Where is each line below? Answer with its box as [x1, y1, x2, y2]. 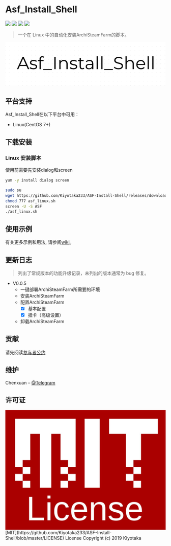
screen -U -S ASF [5, 203, 42, 209]
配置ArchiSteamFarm [20, 299, 65, 305]
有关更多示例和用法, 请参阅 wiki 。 [5, 239, 74, 245]
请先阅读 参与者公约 [5, 349, 46, 355]
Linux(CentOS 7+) [12, 122, 51, 128]
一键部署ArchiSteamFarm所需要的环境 [20, 286, 100, 292]
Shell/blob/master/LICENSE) [5, 535, 65, 541]
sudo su [5, 188, 22, 193]
